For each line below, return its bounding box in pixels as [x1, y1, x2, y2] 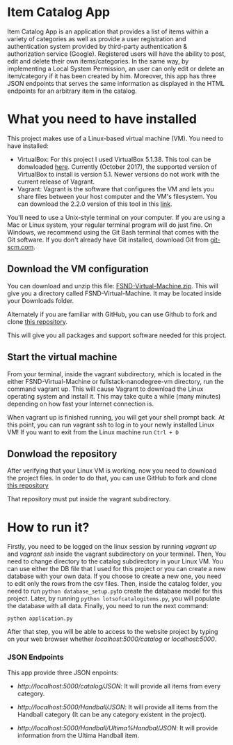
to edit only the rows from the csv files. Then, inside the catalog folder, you [7, 580, 223, 588]
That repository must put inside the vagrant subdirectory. [7, 495, 171, 503]
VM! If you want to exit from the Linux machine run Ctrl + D [7, 427, 179, 436]
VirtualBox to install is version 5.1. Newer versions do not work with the [17, 170, 220, 178]
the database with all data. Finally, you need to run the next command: [7, 602, 209, 610]
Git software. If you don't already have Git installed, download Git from [7, 235, 209, 244]
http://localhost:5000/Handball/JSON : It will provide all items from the [17, 702, 218, 711]
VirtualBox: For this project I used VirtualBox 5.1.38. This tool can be [17, 155, 211, 163]
